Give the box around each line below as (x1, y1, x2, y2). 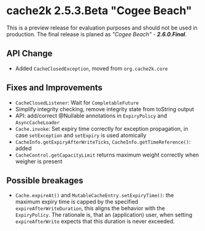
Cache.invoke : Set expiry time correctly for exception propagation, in (15, 125, 188, 132)
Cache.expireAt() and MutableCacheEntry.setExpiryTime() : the (15, 192, 174, 199)
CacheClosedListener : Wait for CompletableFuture (15, 99, 139, 106)
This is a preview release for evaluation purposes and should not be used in (6, 24, 198, 31)
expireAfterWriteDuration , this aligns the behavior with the (15, 205, 166, 212)
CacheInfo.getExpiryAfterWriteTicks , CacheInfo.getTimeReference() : (15, 138, 191, 145)
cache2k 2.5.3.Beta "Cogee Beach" (6, 4, 192, 18)
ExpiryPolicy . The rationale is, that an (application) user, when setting (15, 211, 193, 219)
